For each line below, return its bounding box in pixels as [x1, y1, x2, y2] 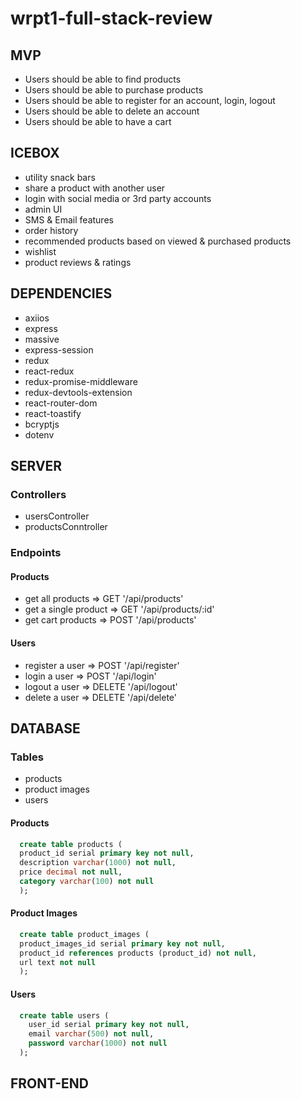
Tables [10, 750, 44, 764]
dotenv [24, 428, 55, 441]
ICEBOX [10, 145, 60, 162]
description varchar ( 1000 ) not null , [19, 858, 177, 868]
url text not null [19, 957, 97, 967]
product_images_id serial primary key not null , [19, 938, 226, 949]
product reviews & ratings [24, 256, 132, 268]
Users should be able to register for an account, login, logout [24, 95, 276, 106]
